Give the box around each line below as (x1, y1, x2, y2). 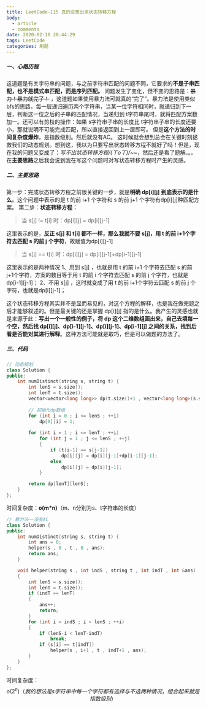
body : (6, 15, 20, 21)
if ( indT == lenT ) (28, 590, 75, 596)
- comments (12, 26, 40, 33)
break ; (50, 636, 67, 642)
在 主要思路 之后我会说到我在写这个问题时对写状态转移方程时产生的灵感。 (6, 156, 189, 163)
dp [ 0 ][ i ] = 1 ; (39, 418, 75, 424)
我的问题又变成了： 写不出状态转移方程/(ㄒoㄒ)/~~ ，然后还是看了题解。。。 (11, 149, 197, 156)
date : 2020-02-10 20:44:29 (6, 32, 75, 38)
